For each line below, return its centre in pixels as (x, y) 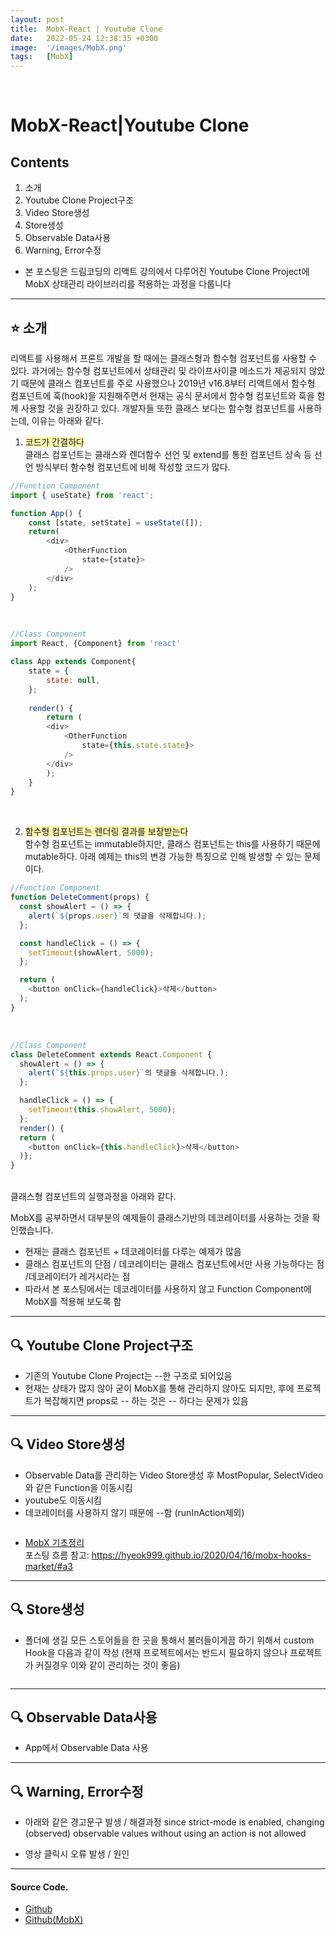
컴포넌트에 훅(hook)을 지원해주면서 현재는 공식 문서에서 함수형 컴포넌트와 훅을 (162, 395)
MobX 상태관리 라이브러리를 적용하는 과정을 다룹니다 (128, 284)
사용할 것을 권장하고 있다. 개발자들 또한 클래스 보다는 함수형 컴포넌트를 (158, 408)
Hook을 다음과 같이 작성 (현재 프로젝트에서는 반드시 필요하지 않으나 (156, 1652)
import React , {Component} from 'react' (96, 644)
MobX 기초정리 (54, 1542)
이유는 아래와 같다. (67, 420)
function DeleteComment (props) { (80, 897)
